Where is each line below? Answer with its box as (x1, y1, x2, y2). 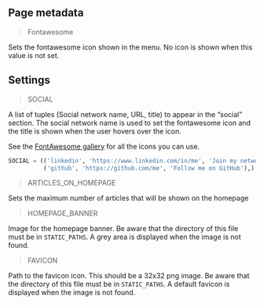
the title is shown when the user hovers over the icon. (8, 126, 182, 136)
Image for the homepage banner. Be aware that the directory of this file (8, 224, 239, 233)
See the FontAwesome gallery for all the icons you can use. (8, 141, 200, 151)
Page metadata (8, 6, 84, 20)
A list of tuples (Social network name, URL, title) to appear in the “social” (8, 109, 243, 119)
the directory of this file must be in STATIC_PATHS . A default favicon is (8, 279, 230, 289)
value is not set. (8, 50, 60, 60)
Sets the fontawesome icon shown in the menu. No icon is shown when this (8, 42, 253, 52)
